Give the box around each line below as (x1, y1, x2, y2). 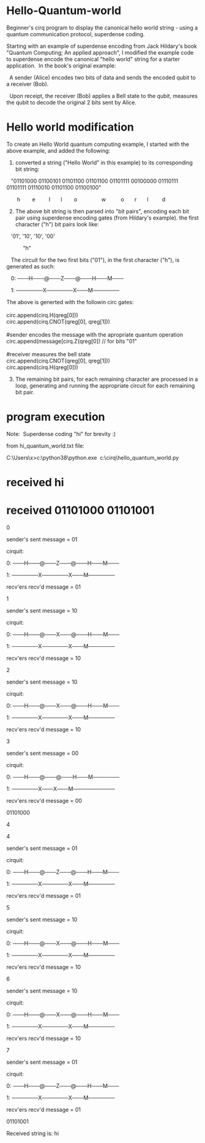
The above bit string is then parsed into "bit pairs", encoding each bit (15, 207, 190, 215)
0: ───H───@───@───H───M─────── (6, 773, 120, 781)
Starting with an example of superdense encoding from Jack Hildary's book (6, 42, 198, 50)
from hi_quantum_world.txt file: (6, 442, 84, 449)
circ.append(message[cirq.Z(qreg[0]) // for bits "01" (6, 337, 138, 345)
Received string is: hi (6, 1130, 59, 1137)
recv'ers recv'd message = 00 (6, 797, 83, 804)
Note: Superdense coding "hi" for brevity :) (6, 430, 116, 437)
